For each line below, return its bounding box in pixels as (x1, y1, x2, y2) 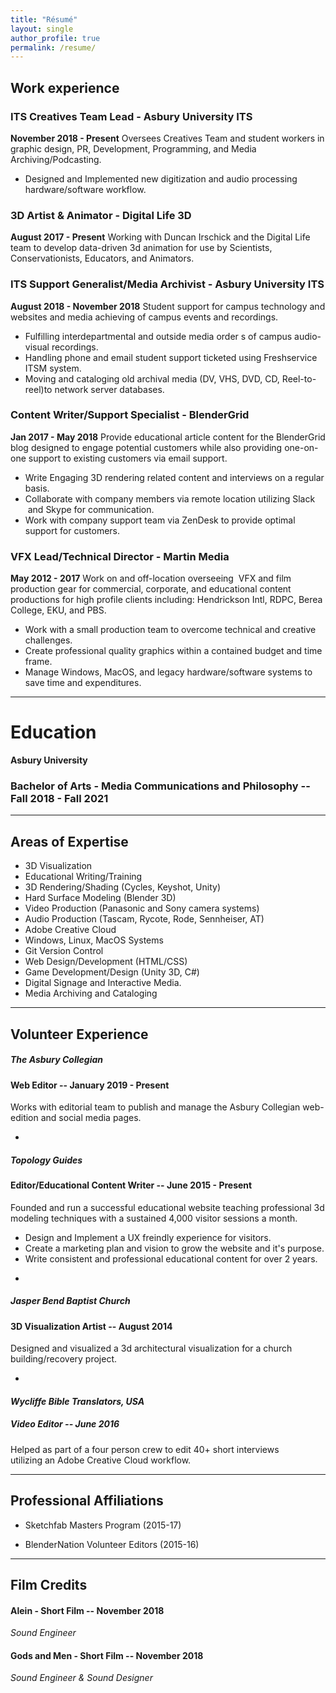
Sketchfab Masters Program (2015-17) (24, 1519, 182, 1531)
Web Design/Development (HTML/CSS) (24, 956, 188, 968)
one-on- (284, 441, 319, 453)
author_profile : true (10, 33, 101, 43)
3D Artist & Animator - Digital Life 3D (10, 208, 192, 222)
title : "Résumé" (10, 14, 78, 25)
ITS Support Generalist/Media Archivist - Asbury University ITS (10, 277, 325, 291)
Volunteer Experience (10, 1026, 149, 1043)
